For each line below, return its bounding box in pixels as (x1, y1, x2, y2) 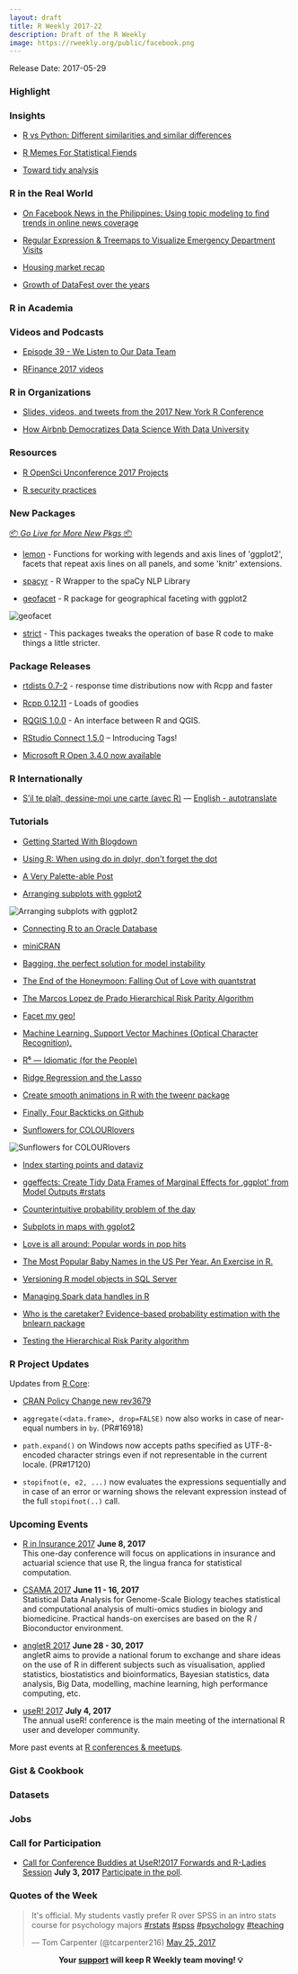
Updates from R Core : (9, 1378, 90, 1389)
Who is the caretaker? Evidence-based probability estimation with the (22, 1308, 281, 1319)
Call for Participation (9, 1837, 101, 1850)
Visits (22, 244, 43, 255)
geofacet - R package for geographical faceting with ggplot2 (22, 593, 248, 604)
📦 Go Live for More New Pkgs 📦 (9, 527, 133, 538)
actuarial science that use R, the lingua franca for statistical (22, 1557, 242, 1568)
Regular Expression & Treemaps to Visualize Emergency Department (22, 235, 276, 246)
